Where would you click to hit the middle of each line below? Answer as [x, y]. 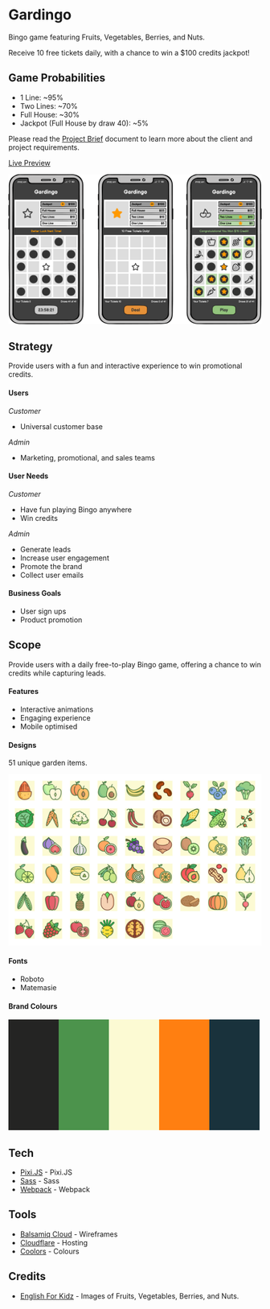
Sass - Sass [40, 1180]
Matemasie [38, 987]
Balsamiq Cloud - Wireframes [69, 1234]
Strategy [31, 347]
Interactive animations [57, 709]
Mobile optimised [49, 726]
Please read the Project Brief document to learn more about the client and [131, 138]
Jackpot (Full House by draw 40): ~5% [84, 123]
